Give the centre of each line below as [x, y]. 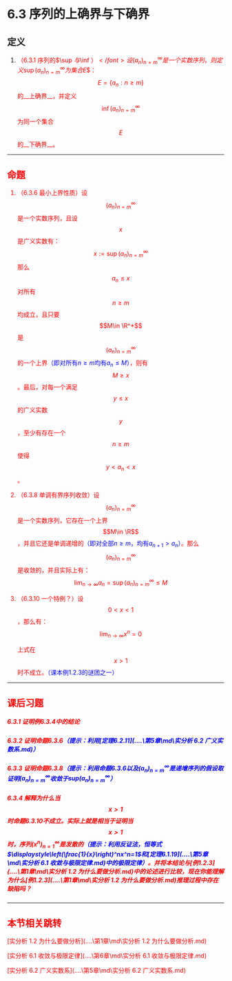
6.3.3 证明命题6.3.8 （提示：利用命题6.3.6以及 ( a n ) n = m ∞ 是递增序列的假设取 [115, 768]
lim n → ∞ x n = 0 [121, 634]
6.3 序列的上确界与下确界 [78, 14]
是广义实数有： [38, 241]
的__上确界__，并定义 [47, 96]
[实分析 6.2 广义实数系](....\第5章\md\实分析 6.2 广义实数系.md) [97, 970]
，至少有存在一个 [41, 432]
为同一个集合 [35, 122]
